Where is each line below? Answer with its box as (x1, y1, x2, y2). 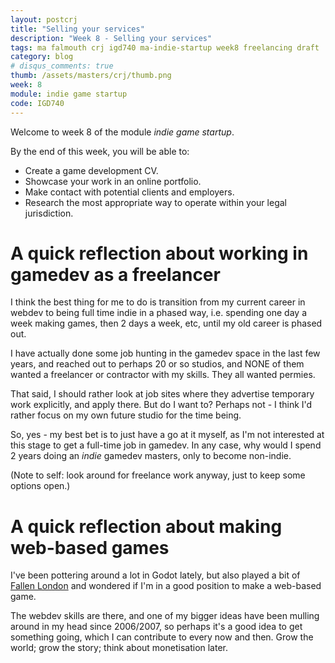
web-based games (10, 536, 170, 559)
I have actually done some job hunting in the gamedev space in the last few (10, 347, 321, 360)
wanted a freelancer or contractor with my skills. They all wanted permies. (10, 369, 316, 381)
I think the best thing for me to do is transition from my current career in (10, 296, 306, 308)
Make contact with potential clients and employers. (24, 186, 235, 198)
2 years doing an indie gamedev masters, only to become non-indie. (10, 450, 292, 462)
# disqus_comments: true (10, 61, 114, 71)
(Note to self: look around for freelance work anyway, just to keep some (10, 469, 306, 481)
